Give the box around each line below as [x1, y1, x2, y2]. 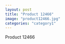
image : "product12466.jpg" [5, 16, 61, 21]
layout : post [5, 7, 32, 12]
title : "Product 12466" [5, 12, 54, 17]
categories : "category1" [5, 21, 56, 26]
